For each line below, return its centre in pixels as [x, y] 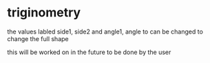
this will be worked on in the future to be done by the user [89, 52]
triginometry [44, 13]
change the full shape [38, 38]
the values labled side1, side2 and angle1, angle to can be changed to [105, 32]
